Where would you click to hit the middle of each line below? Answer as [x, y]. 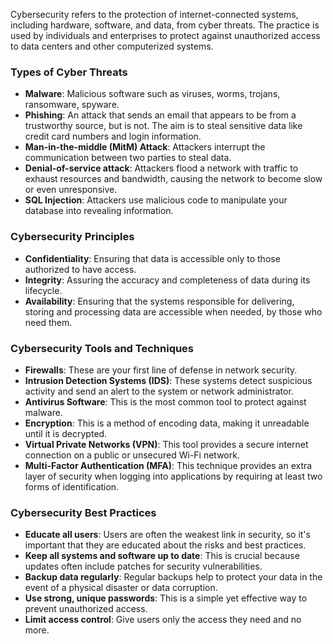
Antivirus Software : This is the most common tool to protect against [165, 401]
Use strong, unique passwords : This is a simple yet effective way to [166, 598]
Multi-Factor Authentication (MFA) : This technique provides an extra [168, 465]
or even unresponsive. [71, 190]
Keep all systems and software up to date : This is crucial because [162, 556]
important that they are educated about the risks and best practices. [165, 545]
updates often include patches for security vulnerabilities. [143, 566]
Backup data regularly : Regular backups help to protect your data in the [173, 577]
